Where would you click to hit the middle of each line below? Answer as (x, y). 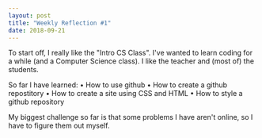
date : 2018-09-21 (37, 30)
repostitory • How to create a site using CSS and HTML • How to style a (125, 94)
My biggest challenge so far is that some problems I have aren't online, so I (131, 117)
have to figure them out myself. (59, 126)
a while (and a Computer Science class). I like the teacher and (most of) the (131, 61)
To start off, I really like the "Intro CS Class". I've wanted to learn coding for (131, 53)
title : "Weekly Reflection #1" (60, 23)
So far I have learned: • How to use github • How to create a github (118, 85)
